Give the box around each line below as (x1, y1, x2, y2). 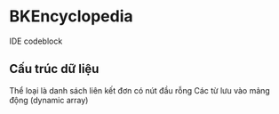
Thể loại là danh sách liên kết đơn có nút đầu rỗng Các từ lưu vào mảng (9, 85, 271, 95)
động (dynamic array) (9, 94, 89, 105)
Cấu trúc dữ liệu (9, 61, 100, 77)
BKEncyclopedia (9, 6, 133, 27)
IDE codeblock (9, 36, 63, 46)
